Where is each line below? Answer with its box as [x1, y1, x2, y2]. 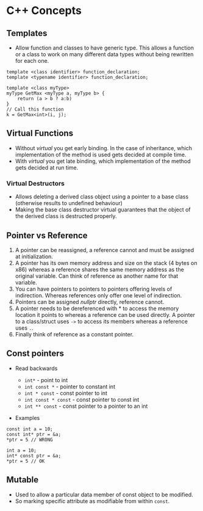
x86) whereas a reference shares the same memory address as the [15, 266, 184, 273]
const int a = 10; [6, 426, 53, 432]
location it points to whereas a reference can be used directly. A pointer [15, 311, 195, 318]
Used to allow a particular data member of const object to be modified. [15, 491, 193, 498]
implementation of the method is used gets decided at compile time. [15, 151, 187, 158]
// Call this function [6, 106, 64, 112]
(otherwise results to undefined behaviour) [15, 200, 123, 207]
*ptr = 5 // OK [6, 458, 45, 464]
